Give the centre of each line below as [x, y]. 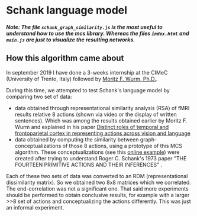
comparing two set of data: [39, 96]
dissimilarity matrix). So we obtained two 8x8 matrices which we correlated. [98, 182]
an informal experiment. [35, 207]
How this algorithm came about [65, 58]
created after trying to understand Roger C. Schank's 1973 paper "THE [101, 158]
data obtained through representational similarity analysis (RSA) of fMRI [102, 108]
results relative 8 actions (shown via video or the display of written [96, 114]
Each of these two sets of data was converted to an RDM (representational [97, 176]
